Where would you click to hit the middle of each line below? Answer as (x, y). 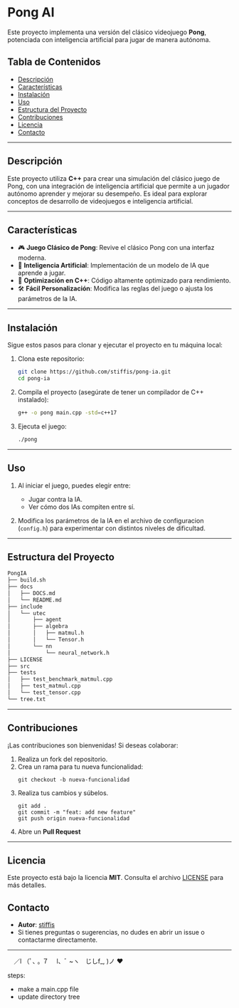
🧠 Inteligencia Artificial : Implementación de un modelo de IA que (113, 266)
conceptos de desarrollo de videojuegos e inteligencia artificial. (100, 201)
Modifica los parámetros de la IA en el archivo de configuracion (111, 520)
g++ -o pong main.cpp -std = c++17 (67, 413)
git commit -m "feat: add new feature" (77, 812)
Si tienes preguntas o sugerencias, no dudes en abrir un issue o (111, 933)
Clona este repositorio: (51, 359)
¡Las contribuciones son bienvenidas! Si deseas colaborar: (93, 745)
